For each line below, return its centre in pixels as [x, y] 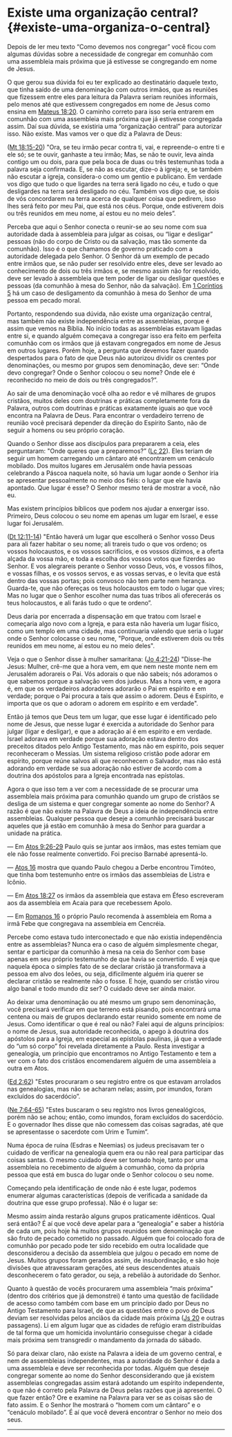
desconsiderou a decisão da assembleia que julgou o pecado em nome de [113, 1253]
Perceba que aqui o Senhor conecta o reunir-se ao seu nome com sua [107, 226]
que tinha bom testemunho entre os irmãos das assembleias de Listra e [109, 875]
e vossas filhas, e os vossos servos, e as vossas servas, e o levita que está [114, 573]
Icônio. [17, 882]
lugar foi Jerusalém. [36, 523]
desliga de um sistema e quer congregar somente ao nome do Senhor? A [111, 803]
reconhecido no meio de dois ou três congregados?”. [83, 380]
